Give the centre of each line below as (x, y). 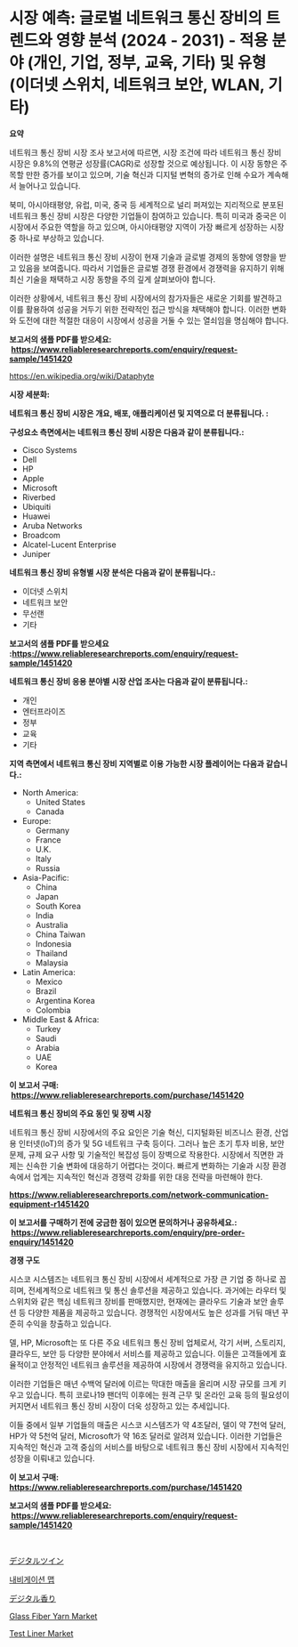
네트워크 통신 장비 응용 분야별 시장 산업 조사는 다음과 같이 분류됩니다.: (129, 681)
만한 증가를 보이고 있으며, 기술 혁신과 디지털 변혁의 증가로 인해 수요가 (145, 174)
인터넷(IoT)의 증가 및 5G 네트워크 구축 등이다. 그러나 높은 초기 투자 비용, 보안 (151, 1143)
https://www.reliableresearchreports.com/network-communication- (139, 1194)
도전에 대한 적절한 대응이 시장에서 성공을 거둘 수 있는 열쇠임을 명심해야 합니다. (153, 320)
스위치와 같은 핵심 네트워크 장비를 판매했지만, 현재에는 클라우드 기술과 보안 (139, 1301)
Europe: (36, 820)
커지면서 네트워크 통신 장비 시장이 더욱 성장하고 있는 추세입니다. (120, 1406)
